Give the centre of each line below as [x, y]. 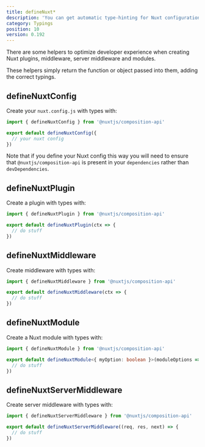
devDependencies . [28, 169]
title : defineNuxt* [31, 12]
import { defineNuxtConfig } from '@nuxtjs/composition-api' [86, 122]
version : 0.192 [26, 35]
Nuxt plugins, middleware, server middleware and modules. [81, 59]
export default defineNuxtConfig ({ [52, 133]
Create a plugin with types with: [46, 203]
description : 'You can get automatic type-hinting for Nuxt [85, 18]
